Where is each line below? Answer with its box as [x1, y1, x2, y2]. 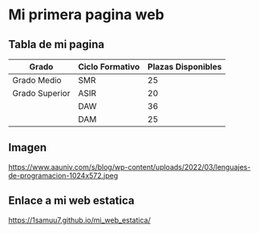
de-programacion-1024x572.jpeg [8, 171, 119, 180]
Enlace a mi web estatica [8, 194, 135, 207]
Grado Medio [12, 74, 62, 86]
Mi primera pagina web [8, 6, 164, 24]
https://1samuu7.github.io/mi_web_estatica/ [8, 215, 151, 225]
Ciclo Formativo [78, 62, 140, 72]
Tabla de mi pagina [8, 38, 105, 51]
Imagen [8, 141, 47, 155]
